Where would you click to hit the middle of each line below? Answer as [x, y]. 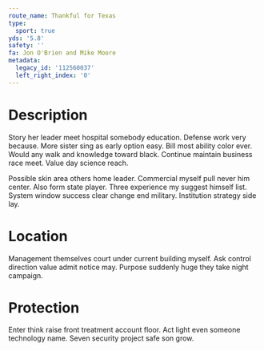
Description [48, 115]
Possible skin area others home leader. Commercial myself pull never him [129, 178]
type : [17, 23]
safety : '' [26, 46]
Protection [44, 307]
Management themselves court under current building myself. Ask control [130, 258]
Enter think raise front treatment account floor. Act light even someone [124, 330]
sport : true [36, 30]
